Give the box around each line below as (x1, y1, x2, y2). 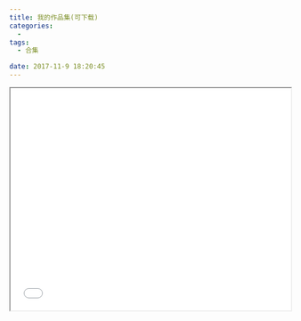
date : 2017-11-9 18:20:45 (9, 62, 105, 71)
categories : (9, 21, 53, 30)
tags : (9, 37, 29, 47)
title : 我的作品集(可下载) (9, 12, 99, 22)
